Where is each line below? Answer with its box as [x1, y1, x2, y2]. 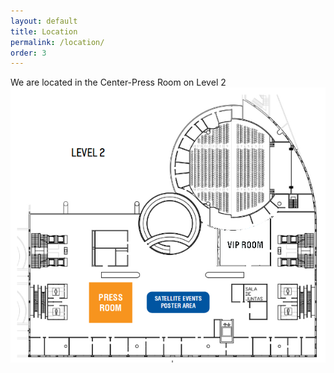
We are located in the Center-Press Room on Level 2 [10, 76, 227, 89]
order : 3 [10, 48, 47, 58]
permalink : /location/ [10, 37, 105, 47]
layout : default [10, 16, 78, 26]
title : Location [10, 26, 78, 37]
